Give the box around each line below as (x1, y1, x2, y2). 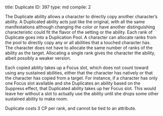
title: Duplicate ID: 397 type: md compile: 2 (5, 4, 91, 10)
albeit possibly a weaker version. (5, 55, 71, 61)
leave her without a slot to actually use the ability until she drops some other (5, 91, 159, 96)
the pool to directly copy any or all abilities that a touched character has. (5, 40, 151, 46)
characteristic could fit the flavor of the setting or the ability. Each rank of (5, 29, 153, 35)
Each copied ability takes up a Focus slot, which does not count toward (5, 65, 149, 70)
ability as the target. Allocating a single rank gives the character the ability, (5, 50, 156, 56)
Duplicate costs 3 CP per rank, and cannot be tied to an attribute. (5, 105, 137, 111)
